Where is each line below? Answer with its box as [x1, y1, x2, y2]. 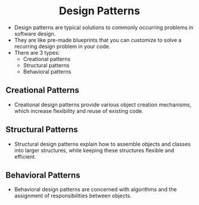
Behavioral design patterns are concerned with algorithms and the [14, 186, 177, 193]
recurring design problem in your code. [14, 43, 111, 50]
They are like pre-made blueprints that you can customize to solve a [14, 36, 182, 43]
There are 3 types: [14, 49, 60, 56]
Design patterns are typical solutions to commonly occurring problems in [14, 24, 194, 31]
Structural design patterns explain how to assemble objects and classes [14, 140, 191, 147]
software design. [14, 30, 56, 37]
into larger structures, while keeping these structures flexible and [14, 147, 175, 154]
